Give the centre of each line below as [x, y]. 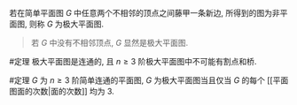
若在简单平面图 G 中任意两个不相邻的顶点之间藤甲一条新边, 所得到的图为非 [145, 13]
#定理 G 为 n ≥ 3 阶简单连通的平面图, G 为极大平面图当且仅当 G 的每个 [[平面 [149, 80]
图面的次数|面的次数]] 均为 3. [62, 91]
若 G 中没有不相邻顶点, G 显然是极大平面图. [109, 43]
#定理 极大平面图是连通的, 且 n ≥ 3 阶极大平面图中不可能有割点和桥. [133, 61]
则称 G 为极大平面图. [66, 24]
